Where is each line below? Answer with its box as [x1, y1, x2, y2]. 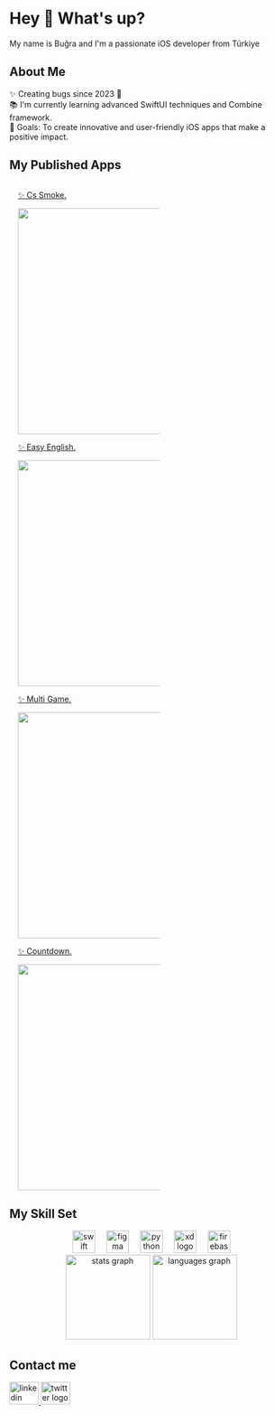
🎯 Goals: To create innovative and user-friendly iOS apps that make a [9, 121, 266, 132]
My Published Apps [9, 157, 122, 173]
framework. [9, 112, 52, 123]
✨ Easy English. [17, 441, 77, 452]
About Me [9, 64, 66, 80]
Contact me [9, 1357, 77, 1373]
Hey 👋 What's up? [9, 8, 146, 29]
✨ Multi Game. [17, 693, 72, 704]
